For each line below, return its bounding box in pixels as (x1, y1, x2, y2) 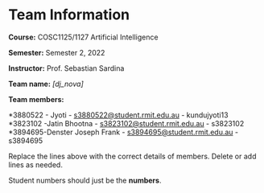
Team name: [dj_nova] (8, 79, 85, 88)
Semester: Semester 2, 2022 (8, 47, 105, 57)
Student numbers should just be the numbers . (8, 175, 162, 185)
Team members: (8, 94, 64, 104)
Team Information (8, 6, 130, 24)
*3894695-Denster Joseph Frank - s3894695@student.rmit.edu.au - (8, 127, 239, 137)
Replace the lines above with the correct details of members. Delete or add (8, 151, 257, 161)
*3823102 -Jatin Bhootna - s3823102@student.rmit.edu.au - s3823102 (8, 118, 245, 128)
